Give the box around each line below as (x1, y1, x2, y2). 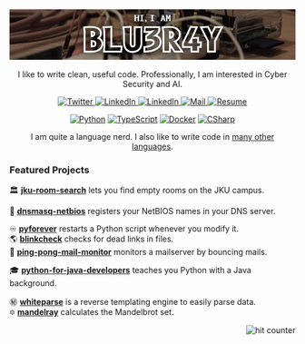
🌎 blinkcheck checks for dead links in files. (9, 233, 174, 244)
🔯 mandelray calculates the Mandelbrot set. (9, 307, 174, 318)
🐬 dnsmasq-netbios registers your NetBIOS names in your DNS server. (9, 206, 276, 217)
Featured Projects (9, 163, 90, 176)
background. (9, 278, 57, 289)
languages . (131, 141, 174, 152)
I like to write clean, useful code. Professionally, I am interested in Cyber (17, 68, 288, 80)
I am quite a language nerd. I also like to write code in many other (30, 131, 275, 142)
